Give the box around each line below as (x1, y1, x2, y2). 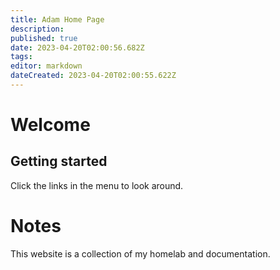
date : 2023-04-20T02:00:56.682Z (10, 42, 145, 53)
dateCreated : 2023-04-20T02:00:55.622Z (10, 71, 177, 81)
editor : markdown (10, 61, 83, 71)
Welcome (10, 114, 91, 136)
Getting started (10, 153, 108, 170)
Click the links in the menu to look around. (10, 179, 184, 191)
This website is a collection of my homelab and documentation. (10, 247, 271, 260)
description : (10, 24, 65, 34)
